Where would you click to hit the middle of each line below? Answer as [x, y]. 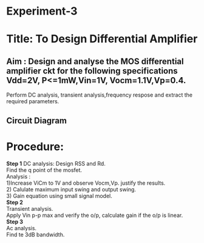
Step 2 [15, 202]
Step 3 [15, 221]
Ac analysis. [22, 228]
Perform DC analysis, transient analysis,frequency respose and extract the [100, 95]
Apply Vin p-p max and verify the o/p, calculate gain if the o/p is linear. [95, 215]
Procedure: [35, 146]
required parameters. [33, 101]
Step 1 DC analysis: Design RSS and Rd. [56, 163]
